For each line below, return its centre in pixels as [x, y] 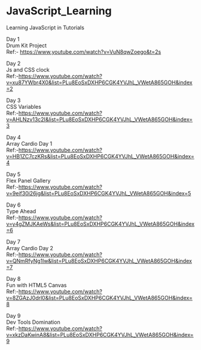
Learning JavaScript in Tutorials [45, 27]
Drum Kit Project [26, 45]
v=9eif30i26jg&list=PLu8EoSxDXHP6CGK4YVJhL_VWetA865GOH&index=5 [99, 193]
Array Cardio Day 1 [29, 143]
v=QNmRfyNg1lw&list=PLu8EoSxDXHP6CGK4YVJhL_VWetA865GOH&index [99, 260]
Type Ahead [21, 211]
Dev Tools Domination [33, 322]
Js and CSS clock [28, 69]
